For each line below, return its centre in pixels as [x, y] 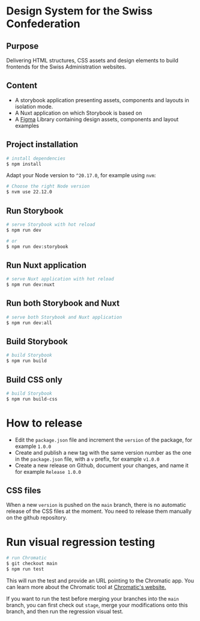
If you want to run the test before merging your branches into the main [92, 598]
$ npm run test [25, 569]
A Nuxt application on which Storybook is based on [78, 113]
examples [27, 126]
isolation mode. [34, 106]
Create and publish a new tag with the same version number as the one [103, 452]
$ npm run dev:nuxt [31, 285]
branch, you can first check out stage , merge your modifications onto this [97, 605]
